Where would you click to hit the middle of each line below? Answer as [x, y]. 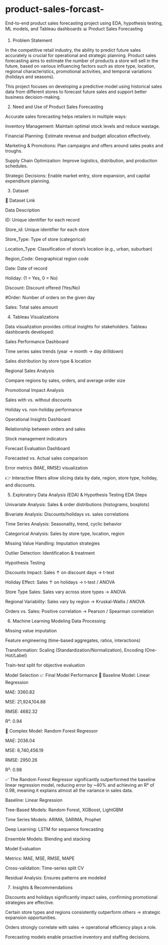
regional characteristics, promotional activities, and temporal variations [78, 71]
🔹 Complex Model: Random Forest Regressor [52, 731]
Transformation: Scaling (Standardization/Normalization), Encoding [74, 650]
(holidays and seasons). [30, 77]
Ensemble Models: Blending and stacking [48, 839]
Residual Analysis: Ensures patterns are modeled [56, 877]
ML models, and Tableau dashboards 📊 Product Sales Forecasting [74, 29]
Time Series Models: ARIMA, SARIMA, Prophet [53, 819]
